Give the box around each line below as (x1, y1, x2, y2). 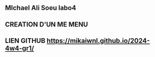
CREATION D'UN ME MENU (5, 20, 88, 28)
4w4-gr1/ (5, 44, 34, 53)
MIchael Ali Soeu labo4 (5, 4, 76, 12)
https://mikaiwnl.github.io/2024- (47, 37, 150, 45)
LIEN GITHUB (5, 37, 46, 45)
